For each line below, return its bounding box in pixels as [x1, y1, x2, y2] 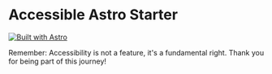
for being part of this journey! [8, 56, 107, 66]
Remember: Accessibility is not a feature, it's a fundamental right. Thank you [8, 47, 265, 57]
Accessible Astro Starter [8, 6, 179, 24]
